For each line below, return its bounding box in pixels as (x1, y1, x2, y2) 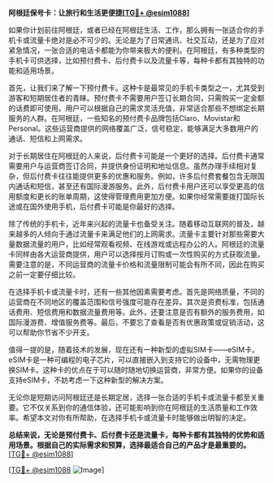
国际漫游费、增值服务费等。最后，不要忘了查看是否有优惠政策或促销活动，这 (8, 317, 265, 327)
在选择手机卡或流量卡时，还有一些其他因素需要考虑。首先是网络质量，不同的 (8, 287, 265, 296)
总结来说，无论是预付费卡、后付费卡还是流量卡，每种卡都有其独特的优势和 (8, 430, 258, 439)
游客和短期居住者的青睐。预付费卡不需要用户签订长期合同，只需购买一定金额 (8, 93, 265, 102)
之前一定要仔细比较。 (8, 270, 80, 279)
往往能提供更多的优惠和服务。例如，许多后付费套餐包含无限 (58, 171, 258, 181)
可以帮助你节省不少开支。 (8, 328, 94, 337)
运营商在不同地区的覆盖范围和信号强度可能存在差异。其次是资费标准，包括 (8, 297, 258, 307)
